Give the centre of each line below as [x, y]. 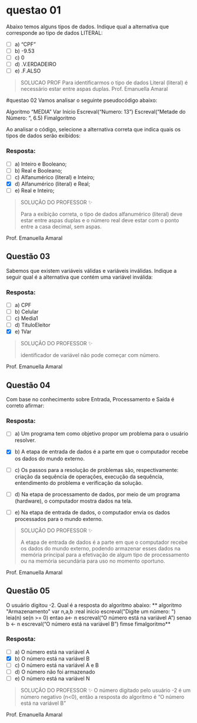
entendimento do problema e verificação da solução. [79, 483]
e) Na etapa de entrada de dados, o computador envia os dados [92, 512]
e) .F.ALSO [28, 71]
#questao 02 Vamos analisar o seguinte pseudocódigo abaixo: [82, 100]
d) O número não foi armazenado [55, 672]
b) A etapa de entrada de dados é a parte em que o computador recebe [101, 452]
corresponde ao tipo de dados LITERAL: [54, 32]
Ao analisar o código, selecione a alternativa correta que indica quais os [94, 130]
